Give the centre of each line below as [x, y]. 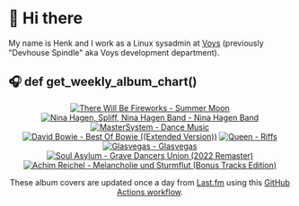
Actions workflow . [150, 192]
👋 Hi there [45, 18]
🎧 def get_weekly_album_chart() [103, 82]
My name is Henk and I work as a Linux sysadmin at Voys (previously [136, 43]
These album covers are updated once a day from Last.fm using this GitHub [150, 182]
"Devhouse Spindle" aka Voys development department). [114, 52]
